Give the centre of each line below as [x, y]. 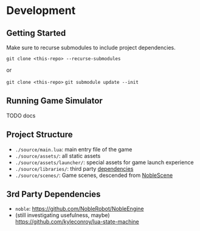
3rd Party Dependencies [53, 194]
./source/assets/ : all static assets [58, 156]
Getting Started [36, 33]
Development [41, 11]
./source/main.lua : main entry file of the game [74, 149]
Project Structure [40, 135]
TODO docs [21, 115]
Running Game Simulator [55, 101]
